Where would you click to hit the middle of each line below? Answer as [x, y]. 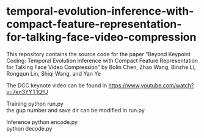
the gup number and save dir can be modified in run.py [76, 110]
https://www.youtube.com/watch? [151, 85]
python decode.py [29, 128]
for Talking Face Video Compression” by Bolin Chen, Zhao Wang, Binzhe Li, [101, 67]
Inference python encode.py [42, 122]
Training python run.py [35, 103]
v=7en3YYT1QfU [27, 92]
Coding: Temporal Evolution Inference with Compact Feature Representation [102, 60]
